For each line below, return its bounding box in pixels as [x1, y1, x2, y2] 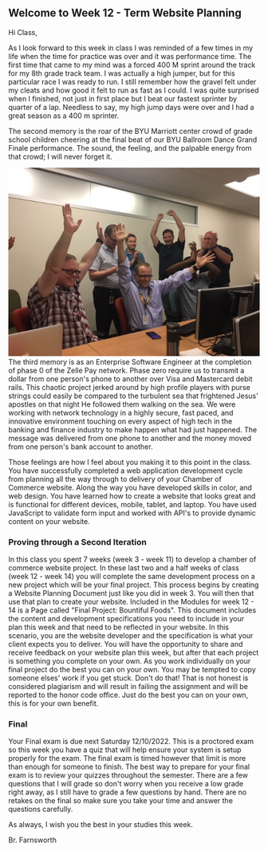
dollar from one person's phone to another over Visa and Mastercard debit [8, 374, 253, 384]
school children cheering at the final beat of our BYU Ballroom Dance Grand [8, 135, 258, 144]
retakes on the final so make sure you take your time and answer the [8, 796, 234, 806]
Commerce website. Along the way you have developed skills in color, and [8, 483, 253, 492]
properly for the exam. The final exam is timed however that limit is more [8, 754, 246, 763]
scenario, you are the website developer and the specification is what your [8, 631, 254, 640]
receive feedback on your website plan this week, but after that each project [8, 648, 259, 657]
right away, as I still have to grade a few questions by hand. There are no [8, 787, 247, 797]
